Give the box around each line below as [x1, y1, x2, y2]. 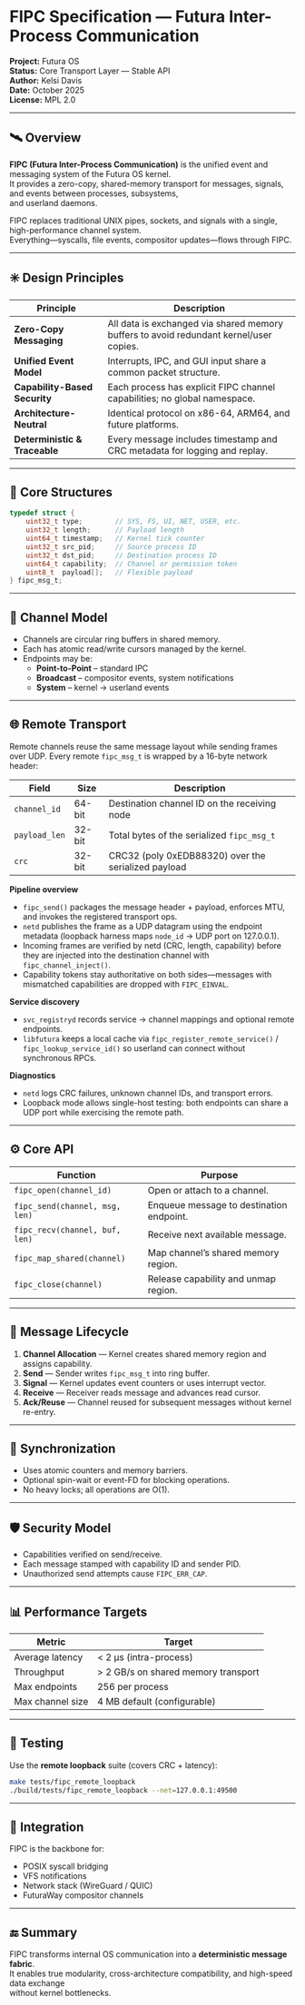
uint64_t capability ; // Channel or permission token [25, 559, 238, 568]
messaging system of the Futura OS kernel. [9, 168, 172, 179]
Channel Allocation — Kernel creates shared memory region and [22, 1348, 267, 1359]
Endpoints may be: [22, 654, 93, 664]
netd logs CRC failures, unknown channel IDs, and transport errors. [22, 1087, 274, 1098]
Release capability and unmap [147, 1273, 277, 1285]
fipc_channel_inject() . [22, 959, 112, 970]
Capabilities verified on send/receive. [22, 1549, 163, 1560]
